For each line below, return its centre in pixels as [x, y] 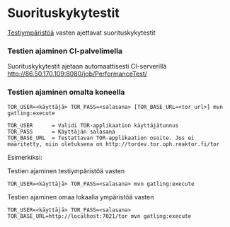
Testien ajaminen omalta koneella [66, 92]
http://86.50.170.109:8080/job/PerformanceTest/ [77, 74]
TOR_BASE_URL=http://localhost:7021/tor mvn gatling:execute [99, 216]
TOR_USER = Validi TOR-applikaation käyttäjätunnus [93, 125]
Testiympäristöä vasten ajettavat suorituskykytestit [81, 33]
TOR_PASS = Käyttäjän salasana [61, 132]
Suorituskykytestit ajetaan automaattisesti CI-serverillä [87, 66]
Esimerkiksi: [25, 157]
